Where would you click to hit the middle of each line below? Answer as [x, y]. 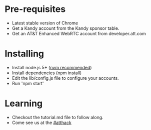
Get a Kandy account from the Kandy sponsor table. [65, 28]
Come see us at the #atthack [42, 123]
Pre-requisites [35, 9]
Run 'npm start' [28, 83]
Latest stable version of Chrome [45, 23]
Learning [24, 104]
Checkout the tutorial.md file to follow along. [57, 117]
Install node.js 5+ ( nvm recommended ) [52, 67]
